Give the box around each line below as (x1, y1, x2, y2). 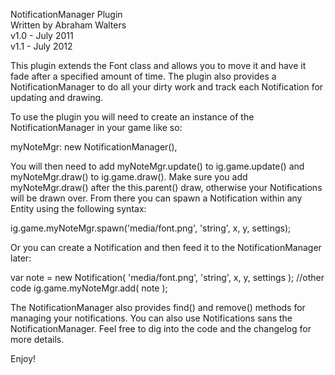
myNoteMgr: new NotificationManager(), (10, 141, 178, 153)
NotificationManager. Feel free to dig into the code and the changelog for (10, 323, 312, 334)
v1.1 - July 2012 (10, 40, 73, 52)
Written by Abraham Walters (10, 19, 127, 31)
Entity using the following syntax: (10, 203, 147, 214)
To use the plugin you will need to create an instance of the (10, 111, 255, 123)
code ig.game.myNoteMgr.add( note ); (10, 282, 168, 294)
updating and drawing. (10, 92, 104, 103)
